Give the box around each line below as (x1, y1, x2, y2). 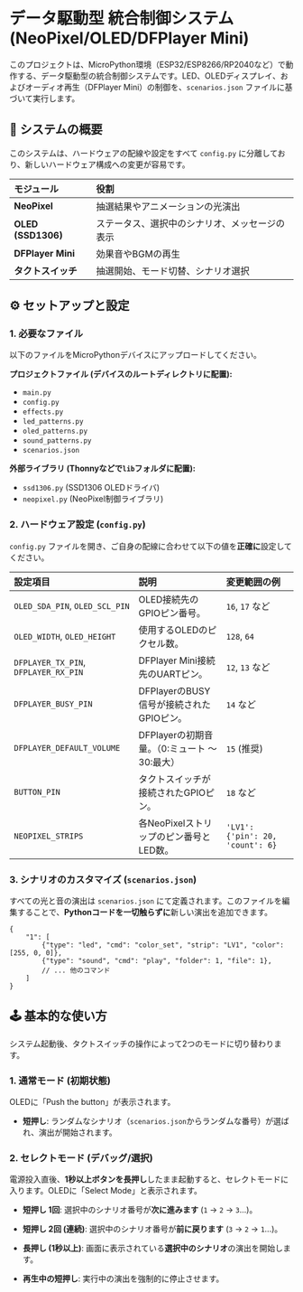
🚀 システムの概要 (9, 122, 104, 137)
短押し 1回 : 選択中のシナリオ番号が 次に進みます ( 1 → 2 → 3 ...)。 (22, 1204, 258, 1215)
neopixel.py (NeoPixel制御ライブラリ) (22, 493, 164, 504)
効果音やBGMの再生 (96, 248, 180, 260)
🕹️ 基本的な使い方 (9, 1008, 107, 1024)
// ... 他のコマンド (41, 966, 111, 976)
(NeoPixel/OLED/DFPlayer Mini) (9, 28, 250, 49)
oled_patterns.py (22, 426, 88, 436)
